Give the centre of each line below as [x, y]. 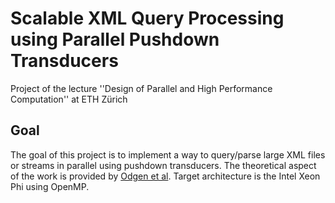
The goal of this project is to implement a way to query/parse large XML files [168, 154]
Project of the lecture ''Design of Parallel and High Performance [141, 88]
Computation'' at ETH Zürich [69, 99]
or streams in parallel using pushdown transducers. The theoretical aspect [163, 165]
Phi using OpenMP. [50, 186]
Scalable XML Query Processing [147, 18]
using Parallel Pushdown [115, 39]
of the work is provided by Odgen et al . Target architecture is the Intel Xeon [165, 176]
